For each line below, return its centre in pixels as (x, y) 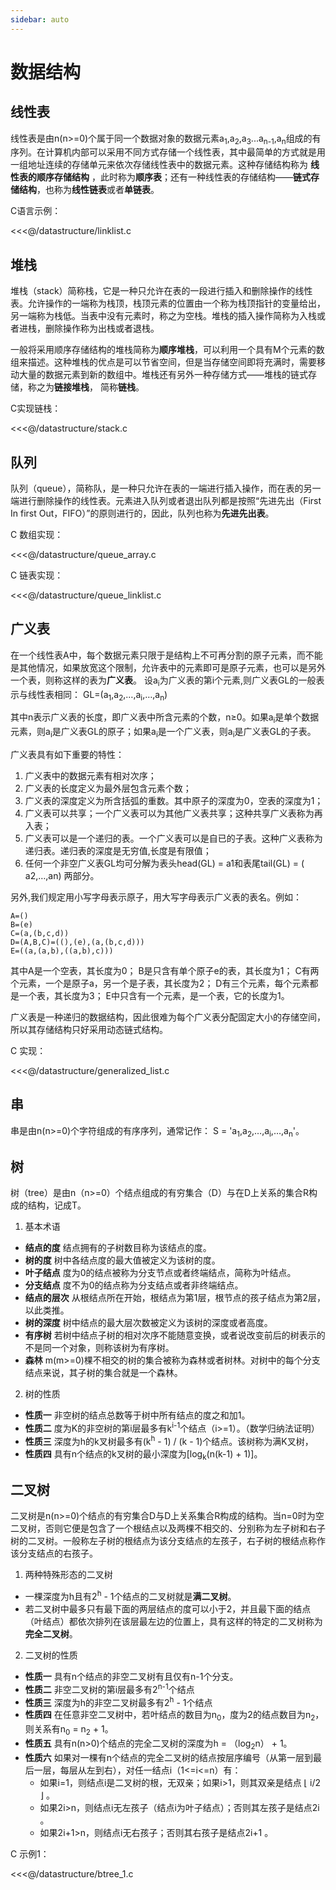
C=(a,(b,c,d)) (40, 934)
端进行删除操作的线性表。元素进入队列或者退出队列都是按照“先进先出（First (166, 501)
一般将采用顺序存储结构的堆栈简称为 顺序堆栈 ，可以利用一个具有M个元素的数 (167, 350)
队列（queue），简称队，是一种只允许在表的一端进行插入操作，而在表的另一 (166, 488)
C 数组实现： (37, 535)
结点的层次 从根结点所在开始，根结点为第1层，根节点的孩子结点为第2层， (175, 1298)
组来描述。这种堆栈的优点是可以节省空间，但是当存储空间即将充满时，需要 (163, 362)
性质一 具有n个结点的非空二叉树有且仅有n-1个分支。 (131, 1677)
